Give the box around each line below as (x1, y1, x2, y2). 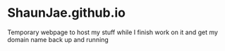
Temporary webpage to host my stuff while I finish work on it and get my (7, 28, 219, 36)
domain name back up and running (7, 35, 109, 43)
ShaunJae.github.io (7, 5, 126, 21)
